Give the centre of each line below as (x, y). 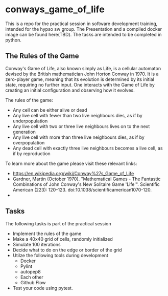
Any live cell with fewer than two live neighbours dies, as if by (78, 115)
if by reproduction (32, 153)
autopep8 (30, 271)
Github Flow (33, 282)
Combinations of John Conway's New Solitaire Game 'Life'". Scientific (86, 184)
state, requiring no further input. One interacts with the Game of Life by (80, 84)
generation (24, 132)
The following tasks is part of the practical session (58, 223)
